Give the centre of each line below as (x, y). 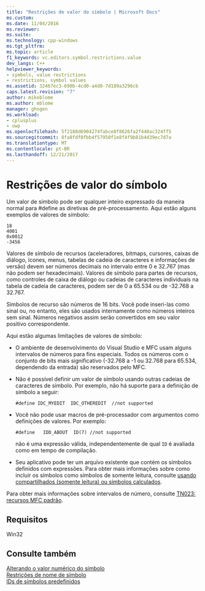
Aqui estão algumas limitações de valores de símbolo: (74, 336)
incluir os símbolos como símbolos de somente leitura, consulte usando (106, 475)
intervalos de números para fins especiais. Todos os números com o (102, 354)
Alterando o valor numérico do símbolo (56, 568)
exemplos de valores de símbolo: (48, 215)
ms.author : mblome (30, 103)
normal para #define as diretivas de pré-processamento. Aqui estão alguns (101, 208)
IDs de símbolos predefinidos (44, 581)
